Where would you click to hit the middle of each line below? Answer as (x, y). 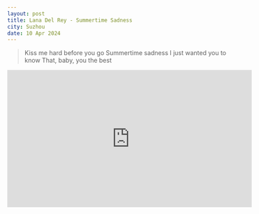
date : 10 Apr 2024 (34, 33)
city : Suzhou (26, 26)
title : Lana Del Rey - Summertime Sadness (70, 20)
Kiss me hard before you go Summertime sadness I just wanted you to (125, 53)
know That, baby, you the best (68, 61)
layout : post (26, 14)
